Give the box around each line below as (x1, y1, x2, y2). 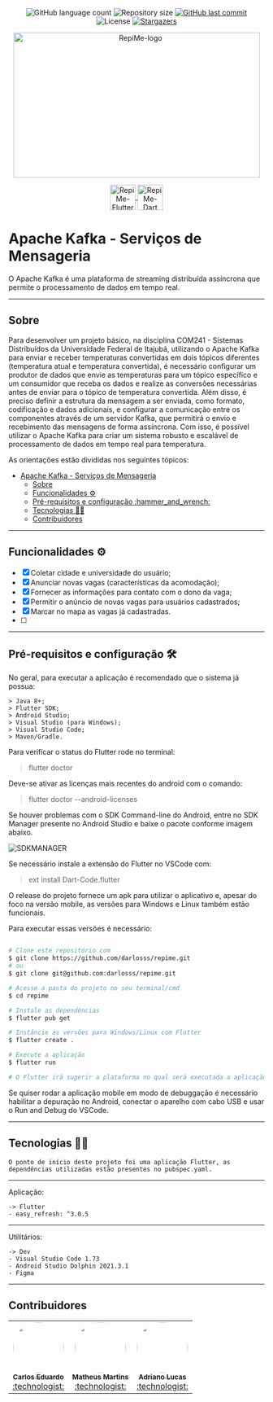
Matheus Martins (71, 1373, 129, 1382)
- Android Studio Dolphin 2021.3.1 (8, 1262, 129, 1270)
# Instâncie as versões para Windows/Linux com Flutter (8, 1028, 201, 1037)
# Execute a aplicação (8, 1051, 85, 1059)
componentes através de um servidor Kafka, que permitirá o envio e (8, 413, 237, 423)
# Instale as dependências (8, 1006, 100, 1014)
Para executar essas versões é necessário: (8, 924, 153, 934)
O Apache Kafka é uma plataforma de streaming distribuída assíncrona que (8, 274, 261, 283)
